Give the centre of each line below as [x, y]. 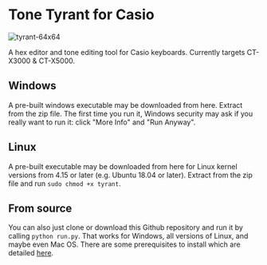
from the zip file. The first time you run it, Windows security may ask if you [131, 113]
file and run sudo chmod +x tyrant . [65, 183]
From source [40, 208]
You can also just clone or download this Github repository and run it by [126, 227]
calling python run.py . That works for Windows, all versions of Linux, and [128, 236]
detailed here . [31, 253]
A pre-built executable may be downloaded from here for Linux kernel [123, 166]
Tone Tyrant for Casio [81, 15]
